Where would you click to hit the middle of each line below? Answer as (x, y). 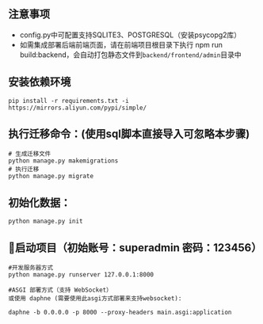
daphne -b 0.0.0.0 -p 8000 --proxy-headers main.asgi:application (120, 313)
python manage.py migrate (51, 177)
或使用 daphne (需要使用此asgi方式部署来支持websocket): (95, 299)
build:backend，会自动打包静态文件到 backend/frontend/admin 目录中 (130, 55)
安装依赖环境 (40, 82)
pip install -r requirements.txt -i (69, 101)
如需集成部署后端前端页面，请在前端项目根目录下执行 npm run (121, 44)
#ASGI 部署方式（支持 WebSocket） (60, 290)
